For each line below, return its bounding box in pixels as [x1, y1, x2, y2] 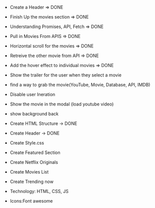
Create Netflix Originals [9, 159, 58, 165]
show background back [9, 111, 59, 116]
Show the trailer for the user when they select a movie [9, 72, 121, 78]
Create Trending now [9, 178, 54, 184]
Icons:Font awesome [9, 198, 53, 204]
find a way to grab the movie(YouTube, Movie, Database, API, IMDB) [9, 82, 150, 87]
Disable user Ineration [9, 91, 55, 97]
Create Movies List [9, 169, 49, 174]
